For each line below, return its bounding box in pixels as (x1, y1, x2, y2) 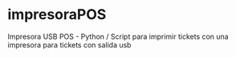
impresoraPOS (7, 6, 107, 24)
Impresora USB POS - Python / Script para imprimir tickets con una (7, 32, 230, 41)
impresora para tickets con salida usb (7, 40, 132, 49)
